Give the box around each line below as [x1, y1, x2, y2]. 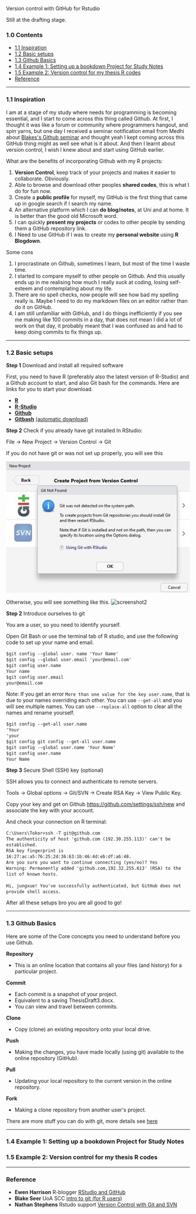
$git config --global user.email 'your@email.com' [6, 657, 132, 663]
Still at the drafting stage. [6, 16, 66, 23]
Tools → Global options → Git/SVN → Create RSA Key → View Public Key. [6, 789, 182, 796]
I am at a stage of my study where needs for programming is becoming [6, 108, 177, 116]
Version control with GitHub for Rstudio [6, 5, 100, 12]
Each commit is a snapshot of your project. [14, 990, 118, 997]
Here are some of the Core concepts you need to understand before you [6, 932, 180, 939]
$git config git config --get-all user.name [6, 739, 116, 745]
